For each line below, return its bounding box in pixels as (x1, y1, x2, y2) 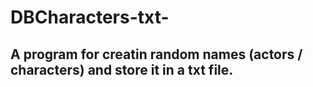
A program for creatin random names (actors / (10, 46, 303, 63)
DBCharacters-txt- (10, 6, 170, 29)
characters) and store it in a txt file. (10, 61, 234, 78)
